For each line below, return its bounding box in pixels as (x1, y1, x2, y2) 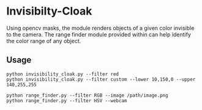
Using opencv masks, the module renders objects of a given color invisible (6, 24, 195, 32)
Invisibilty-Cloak (6, 4, 92, 18)
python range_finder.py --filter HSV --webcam (6, 97, 127, 104)
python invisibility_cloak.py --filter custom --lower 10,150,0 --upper (6, 76, 196, 83)
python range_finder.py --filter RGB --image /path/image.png (6, 92, 168, 98)
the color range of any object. (6, 37, 81, 44)
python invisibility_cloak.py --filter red (6, 71, 119, 77)
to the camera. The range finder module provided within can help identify (6, 30, 192, 38)
